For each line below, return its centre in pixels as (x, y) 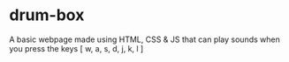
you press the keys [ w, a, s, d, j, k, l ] (76, 48)
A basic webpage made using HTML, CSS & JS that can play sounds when (144, 39)
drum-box (47, 15)
